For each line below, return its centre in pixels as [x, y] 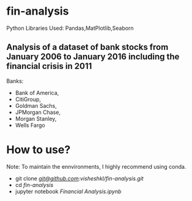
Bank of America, [37, 93]
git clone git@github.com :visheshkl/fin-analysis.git [79, 178]
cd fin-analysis [34, 185]
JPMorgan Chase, [38, 112]
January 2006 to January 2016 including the [93, 57]
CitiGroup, [28, 99]
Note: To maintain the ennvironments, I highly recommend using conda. [96, 166]
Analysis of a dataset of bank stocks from [87, 47]
